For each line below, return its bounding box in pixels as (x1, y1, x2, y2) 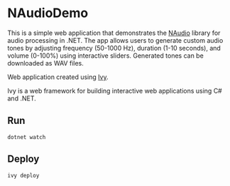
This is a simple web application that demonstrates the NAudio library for (7, 29, 221, 37)
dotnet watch (7, 133, 46, 140)
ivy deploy (7, 172, 40, 179)
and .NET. (7, 94, 37, 103)
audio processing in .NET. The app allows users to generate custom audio (7, 36, 224, 44)
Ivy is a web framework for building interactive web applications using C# (7, 86, 222, 95)
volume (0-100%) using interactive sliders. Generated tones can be (7, 51, 204, 60)
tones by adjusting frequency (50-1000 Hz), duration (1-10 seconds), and (7, 43, 221, 52)
